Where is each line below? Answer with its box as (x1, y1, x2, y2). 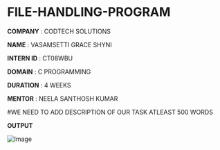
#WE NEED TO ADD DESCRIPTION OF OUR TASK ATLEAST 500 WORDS (7, 108, 213, 116)
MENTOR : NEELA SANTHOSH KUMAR (7, 94, 118, 103)
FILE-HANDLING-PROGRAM (7, 4, 171, 20)
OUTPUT (7, 121, 33, 129)
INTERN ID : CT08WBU (7, 53, 73, 62)
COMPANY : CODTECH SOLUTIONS (7, 27, 111, 35)
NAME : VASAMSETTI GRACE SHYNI (7, 40, 112, 49)
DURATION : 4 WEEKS (7, 81, 71, 89)
